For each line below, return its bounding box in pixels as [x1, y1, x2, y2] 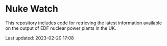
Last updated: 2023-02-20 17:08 [5, 35, 74, 41]
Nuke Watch [5, 3, 59, 15]
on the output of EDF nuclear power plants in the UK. [5, 25, 116, 31]
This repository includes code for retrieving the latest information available [5, 20, 162, 26]
